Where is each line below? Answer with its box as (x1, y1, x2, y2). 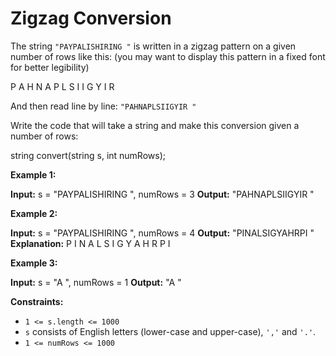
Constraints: (10, 295, 64, 307)
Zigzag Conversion (10, 7, 172, 30)
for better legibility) (10, 61, 90, 73)
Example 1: (10, 168, 57, 181)
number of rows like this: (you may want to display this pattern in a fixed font (10, 50, 326, 62)
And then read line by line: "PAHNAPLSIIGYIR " (10, 100, 197, 112)
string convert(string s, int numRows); (10, 149, 166, 161)
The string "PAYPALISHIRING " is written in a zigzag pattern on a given (10, 40, 297, 52)
